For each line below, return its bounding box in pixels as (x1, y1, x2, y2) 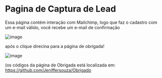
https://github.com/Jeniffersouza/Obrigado (5, 67, 91, 73)
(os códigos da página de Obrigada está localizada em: (5, 62, 116, 68)
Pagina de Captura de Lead (5, 3, 116, 15)
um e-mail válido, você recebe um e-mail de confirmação (5, 24, 120, 30)
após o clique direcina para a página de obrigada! (5, 43, 105, 49)
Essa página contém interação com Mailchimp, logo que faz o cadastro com (5, 19, 158, 25)
